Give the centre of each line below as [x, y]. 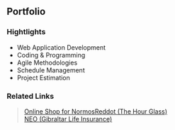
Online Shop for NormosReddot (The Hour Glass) [96, 111]
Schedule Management [51, 70]
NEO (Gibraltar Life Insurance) [68, 119]
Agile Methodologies [47, 63]
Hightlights [26, 32]
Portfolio [26, 12]
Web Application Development [61, 47]
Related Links [30, 96]
